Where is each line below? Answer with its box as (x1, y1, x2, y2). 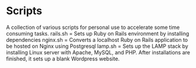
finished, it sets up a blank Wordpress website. (6, 55, 120, 62)
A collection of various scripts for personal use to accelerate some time (6, 24, 180, 31)
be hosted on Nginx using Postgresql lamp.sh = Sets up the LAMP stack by (6, 43, 189, 50)
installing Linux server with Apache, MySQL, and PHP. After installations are (6, 48, 191, 56)
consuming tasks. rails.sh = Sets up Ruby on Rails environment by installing (6, 30, 190, 37)
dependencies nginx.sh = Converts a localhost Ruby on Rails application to (6, 36, 188, 43)
